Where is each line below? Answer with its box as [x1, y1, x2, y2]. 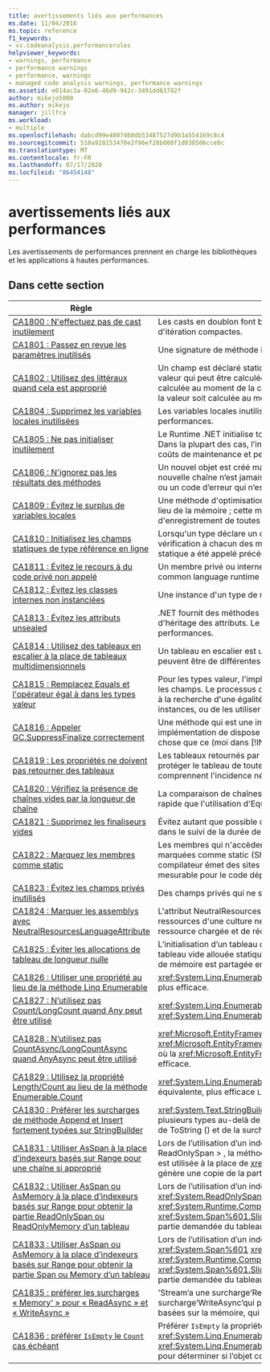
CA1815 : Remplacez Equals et [12, 678, 130, 689]
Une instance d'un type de [157, 589, 258, 600]
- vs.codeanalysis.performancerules [8, 42, 131, 50]
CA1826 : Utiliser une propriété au [12, 971, 142, 982]
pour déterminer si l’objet [157, 1350, 253, 1362]
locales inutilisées [12, 415, 80, 427]
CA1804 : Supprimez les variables [12, 405, 142, 416]
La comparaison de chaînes [157, 788, 263, 799]
